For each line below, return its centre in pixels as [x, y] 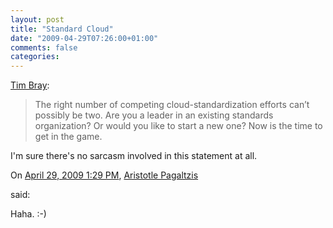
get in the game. [68, 137]
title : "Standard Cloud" [62, 29]
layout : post [37, 19]
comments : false [44, 47]
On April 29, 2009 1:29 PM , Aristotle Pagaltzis [104, 175]
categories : [35, 57]
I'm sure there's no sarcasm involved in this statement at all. [134, 156]
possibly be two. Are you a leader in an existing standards [154, 115]
